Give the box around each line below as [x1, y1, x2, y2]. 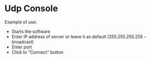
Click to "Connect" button [11, 49, 64, 55]
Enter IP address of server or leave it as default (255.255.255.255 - [11, 34, 147, 39]
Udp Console [4, 3, 58, 14]
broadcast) [11, 39, 34, 44]
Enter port [11, 44, 32, 50]
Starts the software [11, 28, 51, 34]
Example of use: [4, 19, 37, 25]
